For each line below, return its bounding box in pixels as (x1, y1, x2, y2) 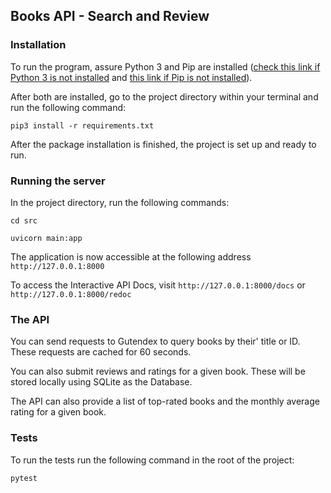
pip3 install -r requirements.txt (10, 120, 155, 131)
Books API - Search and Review (10, 8, 210, 25)
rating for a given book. (10, 406, 107, 418)
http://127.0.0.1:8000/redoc (10, 289, 132, 299)
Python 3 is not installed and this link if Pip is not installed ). (10, 71, 253, 83)
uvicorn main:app (10, 233, 83, 243)
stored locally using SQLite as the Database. (10, 376, 193, 388)
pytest (10, 473, 38, 483)
